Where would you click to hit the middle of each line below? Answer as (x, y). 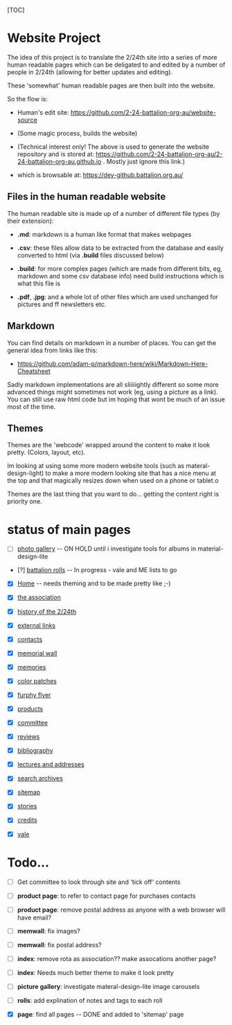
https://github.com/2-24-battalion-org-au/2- (159, 154)
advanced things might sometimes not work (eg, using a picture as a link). (113, 392)
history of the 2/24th (47, 611)
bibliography (35, 751)
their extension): (30, 221)
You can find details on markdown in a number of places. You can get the (112, 342)
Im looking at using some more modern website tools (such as (96, 466)
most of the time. (32, 406)
